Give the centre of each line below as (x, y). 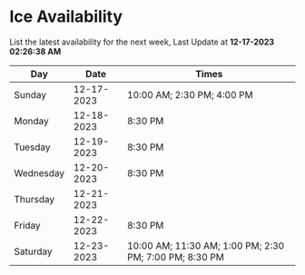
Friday (27, 225)
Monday (32, 121)
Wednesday (39, 172)
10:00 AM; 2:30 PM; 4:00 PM (190, 94)
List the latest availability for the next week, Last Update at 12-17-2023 (142, 42)
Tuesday (32, 147)
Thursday (34, 199)
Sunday (30, 94)
